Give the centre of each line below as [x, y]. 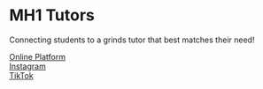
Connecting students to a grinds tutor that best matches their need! [132, 40]
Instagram [27, 66]
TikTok [21, 75]
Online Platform [38, 56]
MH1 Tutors [52, 15]
